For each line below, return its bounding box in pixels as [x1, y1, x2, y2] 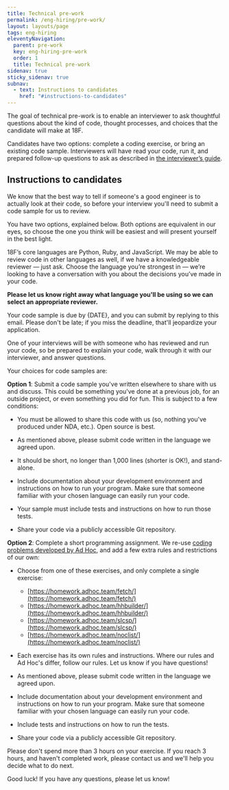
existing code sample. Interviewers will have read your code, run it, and [7, 147, 208, 155]
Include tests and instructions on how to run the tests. [16, 720, 169, 728]
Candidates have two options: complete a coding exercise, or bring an [7, 140, 206, 147]
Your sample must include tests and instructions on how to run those [16, 505, 211, 513]
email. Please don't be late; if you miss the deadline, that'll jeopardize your [7, 318, 217, 326]
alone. [16, 464, 35, 472]
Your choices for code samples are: [7, 366, 108, 374]
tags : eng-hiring [7, 29, 57, 36]
